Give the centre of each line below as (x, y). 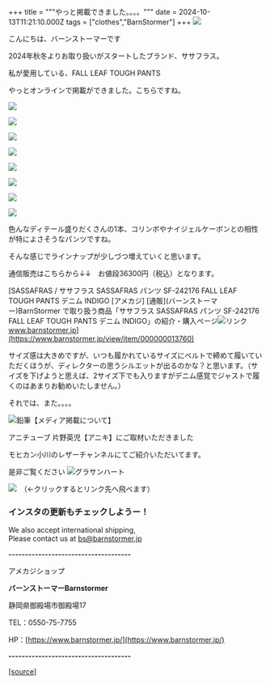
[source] (23, 672)
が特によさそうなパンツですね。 (62, 239)
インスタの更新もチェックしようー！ (79, 512)
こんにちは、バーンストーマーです (65, 38)
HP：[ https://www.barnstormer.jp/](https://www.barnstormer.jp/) (116, 640)
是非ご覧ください (37, 472)
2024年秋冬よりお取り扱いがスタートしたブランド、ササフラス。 (116, 56)
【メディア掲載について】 (73, 420)
